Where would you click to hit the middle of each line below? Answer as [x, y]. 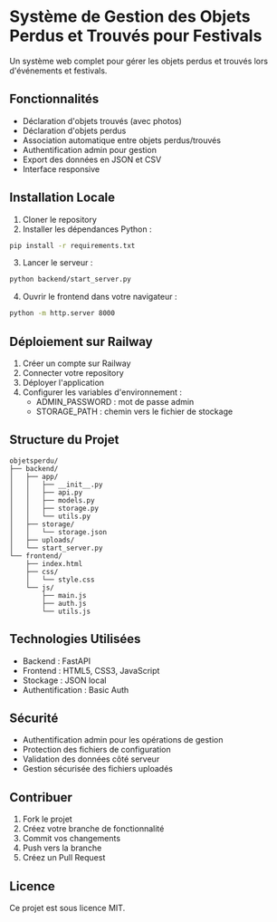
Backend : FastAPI [57, 661]
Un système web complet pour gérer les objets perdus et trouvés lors [139, 61]
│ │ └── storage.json [58, 532]
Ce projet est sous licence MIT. [67, 908]
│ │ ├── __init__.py [56, 485]
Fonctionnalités [54, 99]
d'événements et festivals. [58, 71]
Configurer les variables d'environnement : [102, 392]
